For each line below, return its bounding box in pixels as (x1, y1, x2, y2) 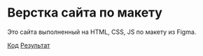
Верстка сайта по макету (7, 5, 163, 21)
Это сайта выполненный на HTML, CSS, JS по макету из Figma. (7, 28, 197, 36)
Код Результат (7, 41, 50, 49)
